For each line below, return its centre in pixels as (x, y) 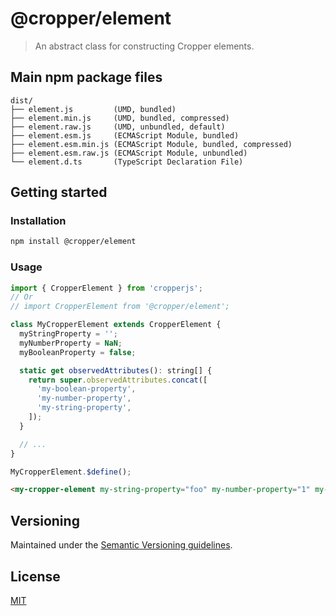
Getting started (59, 192)
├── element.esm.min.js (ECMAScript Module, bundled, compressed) (151, 144)
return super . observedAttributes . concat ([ (118, 380)
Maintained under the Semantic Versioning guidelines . (121, 545)
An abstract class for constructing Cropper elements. (144, 46)
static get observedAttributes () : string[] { (116, 370)
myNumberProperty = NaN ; (71, 343)
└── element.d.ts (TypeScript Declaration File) (127, 162)
